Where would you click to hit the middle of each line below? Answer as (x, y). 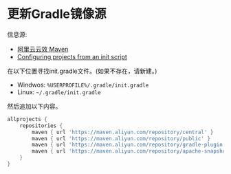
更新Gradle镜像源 (57, 14)
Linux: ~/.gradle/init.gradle (59, 92)
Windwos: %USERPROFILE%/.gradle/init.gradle (83, 85)
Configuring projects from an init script (72, 56)
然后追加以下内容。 (34, 106)
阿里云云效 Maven (43, 49)
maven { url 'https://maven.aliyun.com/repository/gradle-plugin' (129, 145)
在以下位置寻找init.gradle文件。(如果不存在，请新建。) (82, 71)
